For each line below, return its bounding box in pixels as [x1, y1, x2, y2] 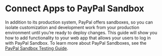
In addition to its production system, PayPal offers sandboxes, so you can [5, 19, 153, 25]
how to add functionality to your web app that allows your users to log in [5, 35, 151, 41]
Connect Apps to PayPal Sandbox [5, 3, 144, 14]
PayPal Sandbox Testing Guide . [5, 45, 69, 51]
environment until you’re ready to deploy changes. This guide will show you [5, 29, 158, 35]
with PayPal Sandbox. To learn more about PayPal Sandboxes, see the [5, 40, 147, 46]
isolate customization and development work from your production [5, 24, 139, 30]
